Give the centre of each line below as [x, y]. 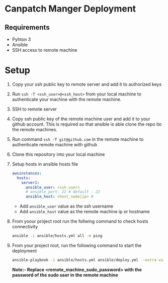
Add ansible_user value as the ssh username [66, 206]
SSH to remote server [34, 109]
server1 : [30, 182]
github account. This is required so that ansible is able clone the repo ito [87, 124]
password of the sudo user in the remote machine [65, 275]
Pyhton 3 [21, 39]
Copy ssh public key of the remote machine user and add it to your [81, 119]
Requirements [27, 27]
